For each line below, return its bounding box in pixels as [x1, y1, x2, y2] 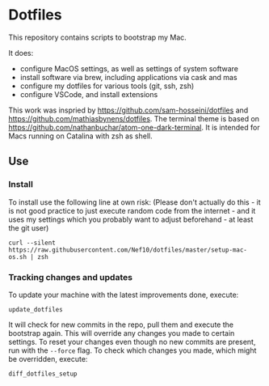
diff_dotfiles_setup [8, 370, 78, 378]
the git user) [8, 223, 49, 232]
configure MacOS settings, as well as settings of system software [19, 63, 238, 74]
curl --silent [8, 239, 57, 247]
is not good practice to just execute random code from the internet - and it [8, 206, 256, 215]
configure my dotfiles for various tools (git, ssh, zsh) [19, 81, 195, 91]
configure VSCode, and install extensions [19, 89, 158, 99]
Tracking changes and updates [8, 271, 133, 282]
